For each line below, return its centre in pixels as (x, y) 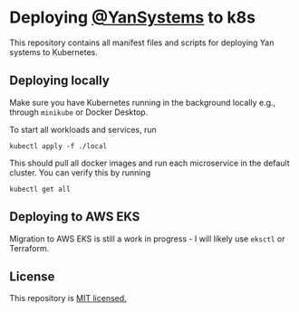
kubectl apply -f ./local (58, 146)
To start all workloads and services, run (83, 129)
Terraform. (29, 248)
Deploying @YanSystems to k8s (133, 18)
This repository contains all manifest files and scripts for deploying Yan (142, 43)
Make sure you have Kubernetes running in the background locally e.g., (143, 102)
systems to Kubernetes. (53, 52)
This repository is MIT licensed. (68, 298)
